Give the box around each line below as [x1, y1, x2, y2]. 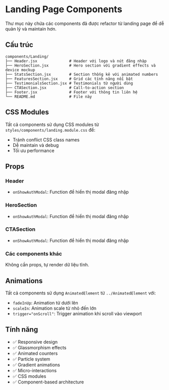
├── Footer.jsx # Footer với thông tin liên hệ [5, 89, 138, 95]
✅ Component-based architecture [12, 379, 84, 385]
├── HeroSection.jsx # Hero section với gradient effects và [5, 63, 156, 68]
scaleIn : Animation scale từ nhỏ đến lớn [12, 305, 97, 311]
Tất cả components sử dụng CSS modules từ [5, 121, 99, 128]
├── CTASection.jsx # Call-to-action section [5, 85, 124, 90]
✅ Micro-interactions [12, 367, 57, 373]
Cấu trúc [5, 41, 34, 49]
